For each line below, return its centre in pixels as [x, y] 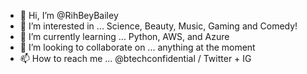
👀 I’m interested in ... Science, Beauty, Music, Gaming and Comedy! [158, 26]
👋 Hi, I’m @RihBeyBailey [69, 15]
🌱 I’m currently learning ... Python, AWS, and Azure [124, 36]
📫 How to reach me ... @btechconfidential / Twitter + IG [135, 58]
